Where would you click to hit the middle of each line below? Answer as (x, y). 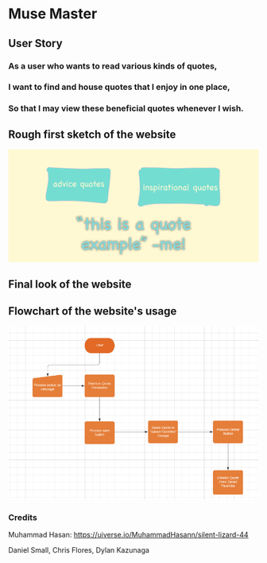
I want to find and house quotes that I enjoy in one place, (119, 87)
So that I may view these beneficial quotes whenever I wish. (126, 108)
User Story (35, 43)
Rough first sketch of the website (92, 134)
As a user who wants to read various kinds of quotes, (113, 66)
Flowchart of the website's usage (93, 311)
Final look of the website (70, 284)
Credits (23, 517)
